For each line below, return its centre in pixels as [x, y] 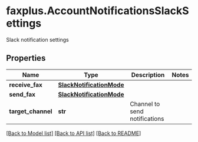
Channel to [145, 104]
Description [148, 75]
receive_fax [26, 85]
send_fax [22, 94]
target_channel [31, 111]
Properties [26, 58]
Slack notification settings [37, 39]
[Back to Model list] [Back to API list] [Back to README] [74, 133]
